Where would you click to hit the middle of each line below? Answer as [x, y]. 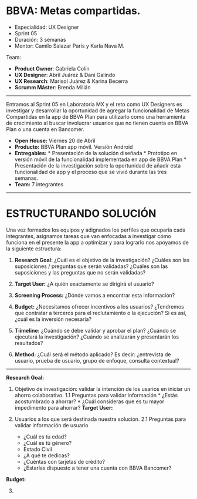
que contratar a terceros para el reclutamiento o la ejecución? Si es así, [100, 313]
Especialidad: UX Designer [47, 27]
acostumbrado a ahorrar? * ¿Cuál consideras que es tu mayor [89, 401]
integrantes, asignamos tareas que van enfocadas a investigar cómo [89, 236]
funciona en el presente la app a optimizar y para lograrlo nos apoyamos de [97, 242]
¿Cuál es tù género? [47, 443]
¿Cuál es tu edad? [45, 437]
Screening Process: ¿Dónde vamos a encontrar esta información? [95, 295]
